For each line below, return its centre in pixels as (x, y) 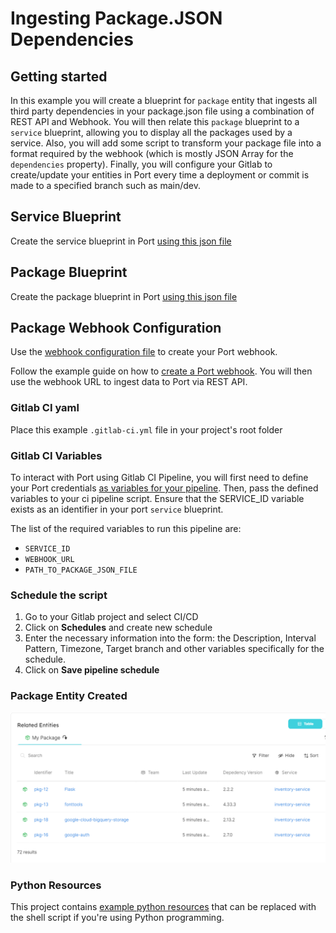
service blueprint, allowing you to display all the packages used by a (151, 132)
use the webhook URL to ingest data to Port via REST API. (129, 382)
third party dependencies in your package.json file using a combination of (162, 111)
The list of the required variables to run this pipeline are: (126, 529)
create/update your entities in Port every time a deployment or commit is (160, 175)
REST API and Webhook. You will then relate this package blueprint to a (155, 121)
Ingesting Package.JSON (116, 18)
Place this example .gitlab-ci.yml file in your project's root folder (146, 429)
